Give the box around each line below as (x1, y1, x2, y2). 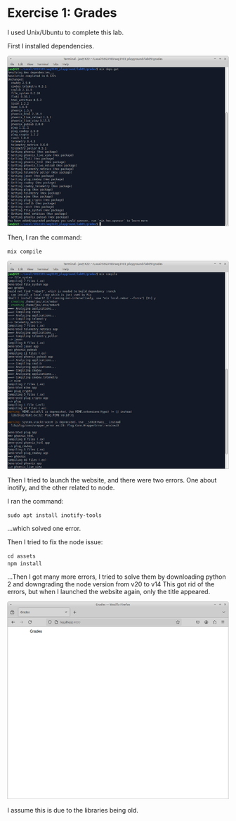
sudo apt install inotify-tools (7, 512, 102, 519)
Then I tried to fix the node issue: (7, 538, 103, 546)
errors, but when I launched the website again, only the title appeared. (7, 588, 211, 596)
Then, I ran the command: (7, 233, 82, 242)
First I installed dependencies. (7, 41, 95, 50)
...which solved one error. (7, 525, 81, 533)
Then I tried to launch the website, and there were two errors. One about (7, 476, 217, 485)
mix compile (7, 248, 42, 255)
